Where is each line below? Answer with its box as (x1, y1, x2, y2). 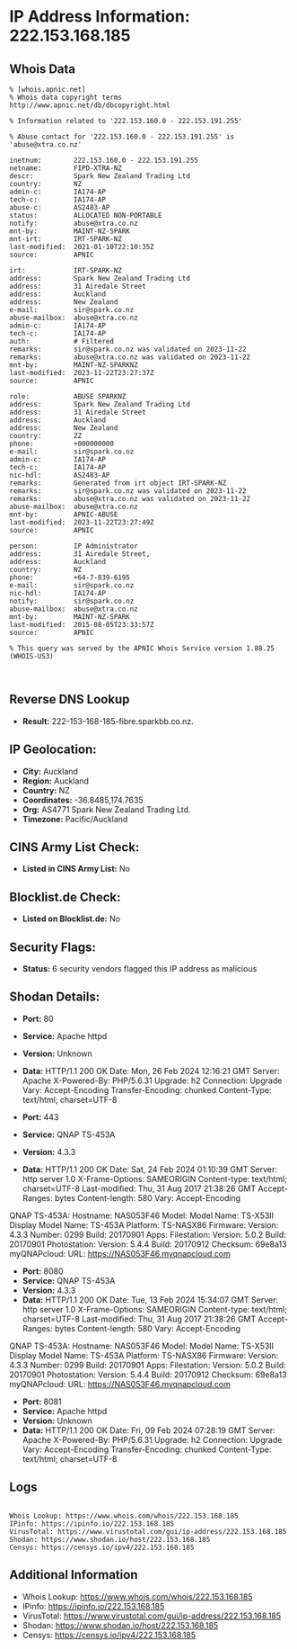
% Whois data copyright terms (9, 93, 123, 102)
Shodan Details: (9, 990, 100, 1005)
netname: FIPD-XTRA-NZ (9, 164, 123, 173)
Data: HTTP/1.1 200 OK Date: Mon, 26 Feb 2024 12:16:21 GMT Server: (22, 1065, 280, 1076)
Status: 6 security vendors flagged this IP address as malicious (22, 963, 258, 974)
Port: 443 (22, 1111, 59, 1122)
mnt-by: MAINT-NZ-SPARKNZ (9, 361, 139, 370)
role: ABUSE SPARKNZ (9, 392, 127, 401)
